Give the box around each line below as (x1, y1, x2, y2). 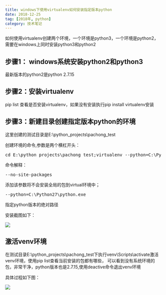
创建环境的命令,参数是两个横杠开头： (5, 142, 81, 148)
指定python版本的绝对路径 (5, 201, 58, 207)
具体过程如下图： (5, 274, 40, 280)
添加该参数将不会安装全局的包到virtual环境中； (5, 181, 100, 187)
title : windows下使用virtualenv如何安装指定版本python (5, 7, 112, 12)
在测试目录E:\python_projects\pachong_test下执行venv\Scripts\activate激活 (5, 251, 159, 257)
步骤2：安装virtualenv (5, 87, 74, 96)
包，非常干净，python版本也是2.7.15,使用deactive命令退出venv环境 (5, 264, 141, 270)
